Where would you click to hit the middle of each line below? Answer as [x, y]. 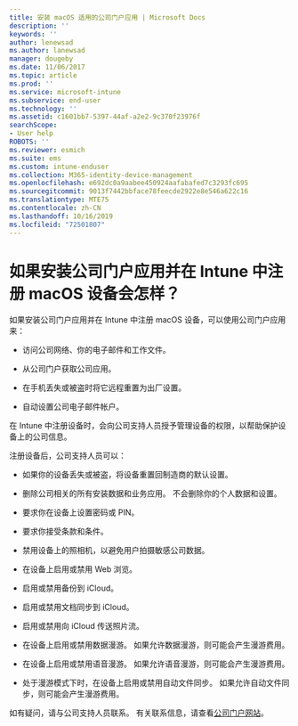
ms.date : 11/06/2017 [48, 68]
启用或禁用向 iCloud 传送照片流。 [83, 626]
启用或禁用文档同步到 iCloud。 [78, 608]
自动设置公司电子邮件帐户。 [73, 407]
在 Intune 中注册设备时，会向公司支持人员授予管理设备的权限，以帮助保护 [144, 426]
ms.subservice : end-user [55, 100]
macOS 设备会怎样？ [104, 294]
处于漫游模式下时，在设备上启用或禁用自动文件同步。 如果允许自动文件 [152, 683]
